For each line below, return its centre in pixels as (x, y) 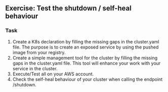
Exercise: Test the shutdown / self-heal (68, 8)
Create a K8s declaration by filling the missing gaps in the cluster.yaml (86, 41)
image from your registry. (39, 52)
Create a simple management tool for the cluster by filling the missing (85, 58)
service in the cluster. (35, 68)
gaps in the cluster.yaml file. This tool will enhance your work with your (87, 63)
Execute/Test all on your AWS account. (53, 74)
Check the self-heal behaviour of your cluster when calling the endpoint (88, 79)
